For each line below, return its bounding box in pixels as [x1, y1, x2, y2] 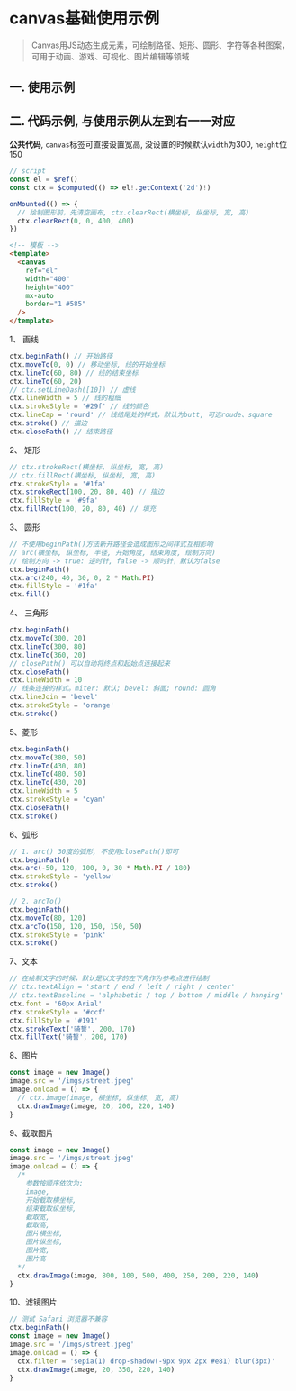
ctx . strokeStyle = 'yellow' [9, 872, 115, 881]
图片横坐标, [25, 1229, 64, 1239]
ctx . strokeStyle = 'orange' [9, 701, 115, 710]
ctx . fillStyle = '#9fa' [9, 496, 99, 505]
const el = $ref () [9, 175, 78, 185]
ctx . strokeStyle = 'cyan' [9, 795, 106, 805]
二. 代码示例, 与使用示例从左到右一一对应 [9, 114, 236, 129]
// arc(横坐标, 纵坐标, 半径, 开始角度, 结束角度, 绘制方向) [9, 548, 216, 557]
